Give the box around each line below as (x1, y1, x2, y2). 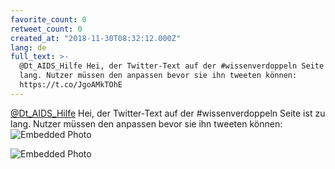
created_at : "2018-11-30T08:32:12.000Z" (10, 33, 182, 43)
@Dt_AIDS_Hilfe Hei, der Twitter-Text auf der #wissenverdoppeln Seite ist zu (10, 107, 326, 119)
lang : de (10, 42, 47, 53)
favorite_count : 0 (10, 14, 87, 25)
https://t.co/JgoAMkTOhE (19, 80, 123, 90)
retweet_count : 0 (10, 24, 83, 34)
